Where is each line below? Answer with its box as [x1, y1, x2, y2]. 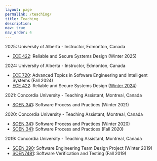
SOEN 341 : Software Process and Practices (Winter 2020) [12, 121, 130, 127]
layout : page [5, 7, 32, 12]
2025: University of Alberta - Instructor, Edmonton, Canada [5, 44, 125, 49]
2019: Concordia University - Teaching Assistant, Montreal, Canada [5, 136, 142, 141]
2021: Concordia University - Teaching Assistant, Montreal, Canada [5, 92, 142, 98]
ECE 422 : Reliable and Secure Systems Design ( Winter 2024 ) [12, 83, 137, 89]
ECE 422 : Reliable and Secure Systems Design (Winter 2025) [12, 53, 137, 59]
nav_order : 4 [5, 30, 32, 35]
